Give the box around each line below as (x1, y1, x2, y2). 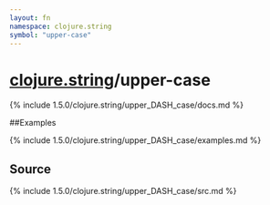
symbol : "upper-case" (9, 30, 92, 39)
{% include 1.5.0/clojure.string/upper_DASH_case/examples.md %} (9, 135, 262, 146)
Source (9, 161, 52, 177)
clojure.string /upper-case (9, 69, 212, 90)
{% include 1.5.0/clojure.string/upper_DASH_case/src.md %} (9, 186, 237, 197)
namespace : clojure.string (9, 22, 112, 31)
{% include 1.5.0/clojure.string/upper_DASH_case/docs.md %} (9, 99, 244, 110)
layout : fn (9, 13, 51, 23)
